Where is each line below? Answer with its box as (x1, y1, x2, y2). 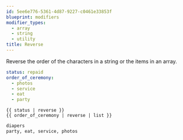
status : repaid (6, 69, 44, 75)
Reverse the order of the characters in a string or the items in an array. (6, 57, 177, 65)
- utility (11, 36, 35, 42)
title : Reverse (6, 42, 44, 48)
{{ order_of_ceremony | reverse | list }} (6, 113, 112, 119)
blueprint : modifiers (6, 14, 60, 20)
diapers (6, 123, 25, 129)
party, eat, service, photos (6, 128, 78, 134)
